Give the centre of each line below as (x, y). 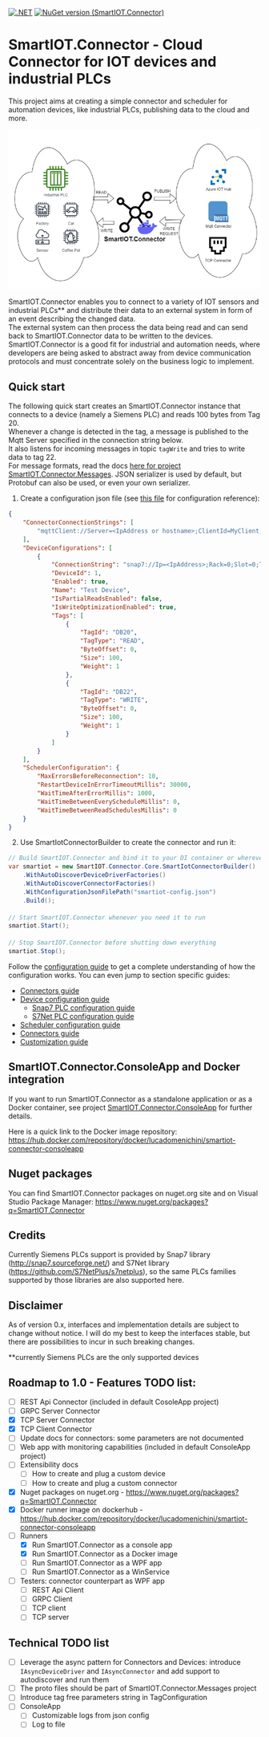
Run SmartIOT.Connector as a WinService (101, 1572)
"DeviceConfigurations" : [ (68, 548)
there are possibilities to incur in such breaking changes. (102, 1342)
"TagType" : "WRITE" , (114, 700)
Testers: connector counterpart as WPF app (92, 1581)
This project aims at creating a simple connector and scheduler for (118, 101)
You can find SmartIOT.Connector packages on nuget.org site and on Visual (133, 1193)
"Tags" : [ (67, 615)
